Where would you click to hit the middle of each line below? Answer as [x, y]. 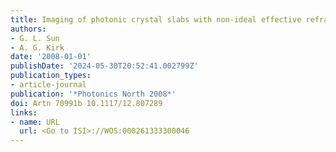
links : [24, 112]
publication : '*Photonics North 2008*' [93, 94]
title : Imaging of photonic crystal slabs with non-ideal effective [156, 19]
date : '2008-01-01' [51, 57]
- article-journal [48, 85]
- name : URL [35, 122]
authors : [28, 29]
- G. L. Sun [35, 38]
